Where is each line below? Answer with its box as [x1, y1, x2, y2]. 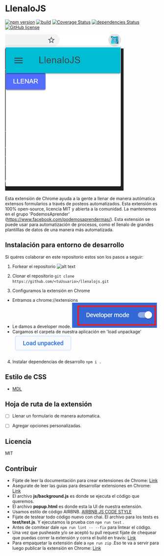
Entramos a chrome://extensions [12, 297, 78, 303]
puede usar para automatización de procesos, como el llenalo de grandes [5, 221, 154, 227]
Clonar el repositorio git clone [12, 273, 74, 279]
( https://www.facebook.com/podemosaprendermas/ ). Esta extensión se [5, 216, 150, 222]
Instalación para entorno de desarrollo [5, 241, 124, 249]
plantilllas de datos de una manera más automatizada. [5, 226, 114, 233]
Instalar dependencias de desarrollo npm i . [12, 359, 102, 364]
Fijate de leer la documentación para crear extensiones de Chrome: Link [12, 478, 158, 483]
